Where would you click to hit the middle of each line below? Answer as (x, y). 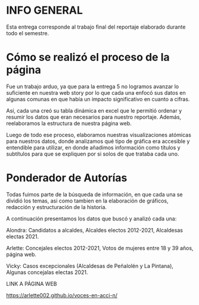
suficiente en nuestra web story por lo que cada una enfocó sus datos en (96, 92)
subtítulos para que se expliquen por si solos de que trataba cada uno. (93, 154)
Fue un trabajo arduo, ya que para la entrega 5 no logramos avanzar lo (93, 86)
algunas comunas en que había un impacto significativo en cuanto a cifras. (98, 99)
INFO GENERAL (45, 10)
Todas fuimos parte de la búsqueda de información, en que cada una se (94, 194)
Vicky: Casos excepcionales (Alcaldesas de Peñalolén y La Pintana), (90, 266)
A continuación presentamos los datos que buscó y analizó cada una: (91, 219)
